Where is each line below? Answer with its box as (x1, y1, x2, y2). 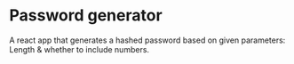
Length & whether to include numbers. (9, 44, 149, 54)
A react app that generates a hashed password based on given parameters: (9, 35, 286, 45)
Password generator (9, 5, 163, 26)
